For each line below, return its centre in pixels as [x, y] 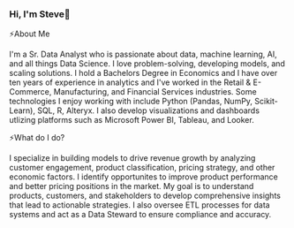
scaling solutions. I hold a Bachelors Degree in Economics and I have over [143, 73]
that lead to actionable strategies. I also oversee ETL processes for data [140, 205]
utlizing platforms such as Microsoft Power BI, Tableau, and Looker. [132, 120]
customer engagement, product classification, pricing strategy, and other [142, 168]
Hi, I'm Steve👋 [40, 14]
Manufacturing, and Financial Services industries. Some [155, 92]
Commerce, [30, 92]
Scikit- [266, 102]
